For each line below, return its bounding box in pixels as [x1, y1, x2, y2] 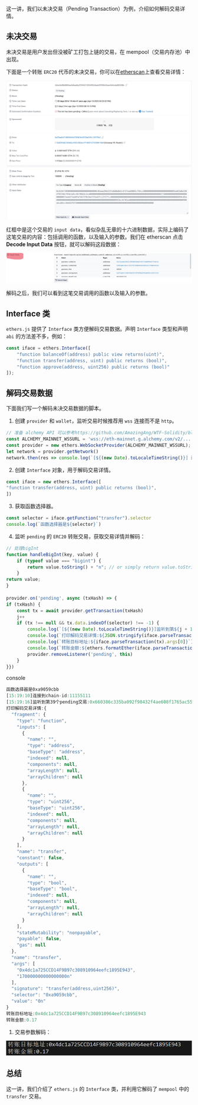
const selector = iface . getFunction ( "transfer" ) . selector [6, 515, 151, 521]
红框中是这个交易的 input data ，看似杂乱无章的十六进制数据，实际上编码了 [6, 226, 189, 233]
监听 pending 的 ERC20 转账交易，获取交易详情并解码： [14, 532, 146, 539]
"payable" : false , [16, 936, 62, 942]
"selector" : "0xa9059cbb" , [11, 992, 78, 998]
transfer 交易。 [6, 1093, 45, 1100]
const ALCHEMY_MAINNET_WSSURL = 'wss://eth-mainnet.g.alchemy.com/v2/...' [6, 436, 194, 442]
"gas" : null [16, 942, 46, 948]
